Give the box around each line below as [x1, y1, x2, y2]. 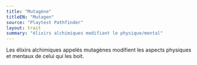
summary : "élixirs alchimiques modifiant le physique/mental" [6, 30, 163, 36]
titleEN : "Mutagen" [6, 14, 55, 20]
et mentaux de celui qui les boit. [6, 53, 84, 60]
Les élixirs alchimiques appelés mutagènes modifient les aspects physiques [6, 46, 192, 53]
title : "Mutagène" [6, 8, 52, 15]
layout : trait [6, 25, 42, 31]
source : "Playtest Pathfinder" [6, 19, 84, 25]
